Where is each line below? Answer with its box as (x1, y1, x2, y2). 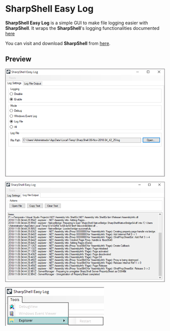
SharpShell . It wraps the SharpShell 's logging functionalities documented (5, 25, 160, 31)
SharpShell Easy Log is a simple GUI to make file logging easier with (5, 20, 148, 26)
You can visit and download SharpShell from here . (5, 40, 111, 46)
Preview (5, 55, 32, 64)
